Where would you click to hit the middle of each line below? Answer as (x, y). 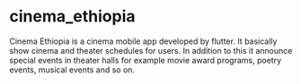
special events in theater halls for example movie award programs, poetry (146, 60)
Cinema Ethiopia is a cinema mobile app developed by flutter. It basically (143, 41)
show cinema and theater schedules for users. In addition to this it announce (151, 50)
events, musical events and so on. (72, 70)
